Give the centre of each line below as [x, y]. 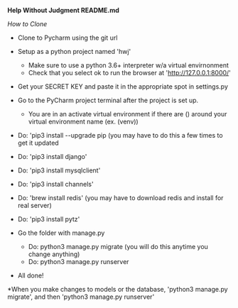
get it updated [38, 143]
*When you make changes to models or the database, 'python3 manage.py [118, 289]
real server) [34, 205]
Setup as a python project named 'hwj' [74, 51]
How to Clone [27, 24]
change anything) [54, 254]
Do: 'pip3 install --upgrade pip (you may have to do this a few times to [120, 135]
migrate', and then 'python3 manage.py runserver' [81, 297]
